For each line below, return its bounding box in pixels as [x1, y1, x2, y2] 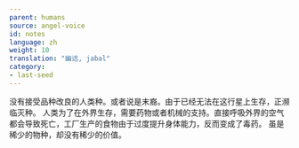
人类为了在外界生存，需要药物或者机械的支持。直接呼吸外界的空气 [42, 107, 285, 118]
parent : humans [9, 12, 66, 22]
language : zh [9, 37, 58, 47]
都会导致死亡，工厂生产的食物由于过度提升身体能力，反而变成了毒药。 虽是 [9, 118, 285, 129]
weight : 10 [9, 46, 50, 55]
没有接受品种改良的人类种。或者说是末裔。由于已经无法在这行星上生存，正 [9, 96, 282, 106]
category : [9, 63, 46, 72]
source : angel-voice [9, 21, 86, 30]
